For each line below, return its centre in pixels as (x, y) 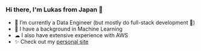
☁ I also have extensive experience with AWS (71, 35)
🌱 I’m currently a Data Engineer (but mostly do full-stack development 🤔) (105, 23)
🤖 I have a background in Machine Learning (69, 29)
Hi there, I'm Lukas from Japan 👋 (54, 10)
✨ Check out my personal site (51, 42)
